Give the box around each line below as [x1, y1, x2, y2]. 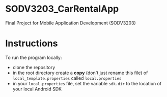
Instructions [5, 38, 58, 49]
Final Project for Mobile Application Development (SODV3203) [5, 20, 136, 26]
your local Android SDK [12, 86, 62, 92]
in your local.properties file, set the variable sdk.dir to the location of [12, 80, 162, 86]
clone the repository [12, 64, 55, 70]
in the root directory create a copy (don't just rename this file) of [12, 70, 148, 76]
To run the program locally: [5, 54, 62, 60]
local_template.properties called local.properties [12, 75, 122, 81]
